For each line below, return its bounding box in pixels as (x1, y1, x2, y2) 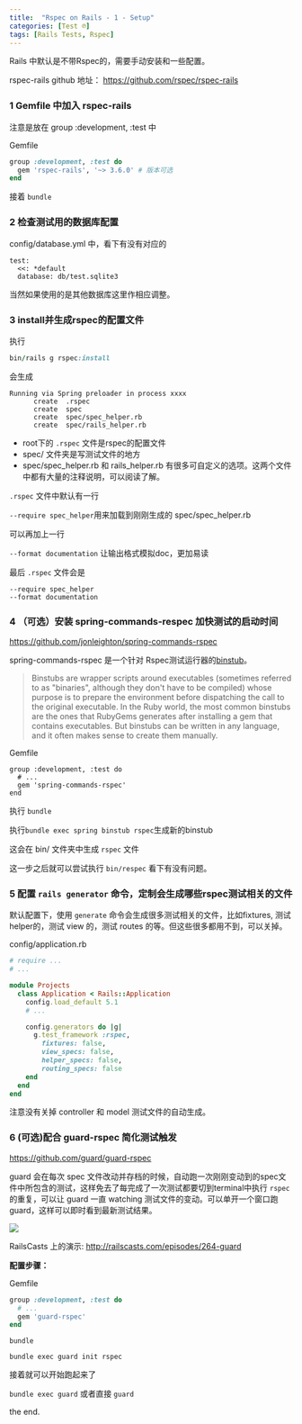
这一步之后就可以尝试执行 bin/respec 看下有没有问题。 (9, 863, 212, 874)
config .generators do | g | (25, 1023, 123, 1032)
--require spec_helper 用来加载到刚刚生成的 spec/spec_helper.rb (9, 509, 252, 520)
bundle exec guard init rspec (9, 1352, 123, 1362)
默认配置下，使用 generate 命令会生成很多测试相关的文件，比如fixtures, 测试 (9, 910, 292, 921)
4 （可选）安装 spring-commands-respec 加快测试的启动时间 (9, 615, 279, 627)
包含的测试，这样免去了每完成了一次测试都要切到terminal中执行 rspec (32, 1182, 290, 1193)
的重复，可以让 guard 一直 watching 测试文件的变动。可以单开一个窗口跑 (9, 1194, 279, 1204)
